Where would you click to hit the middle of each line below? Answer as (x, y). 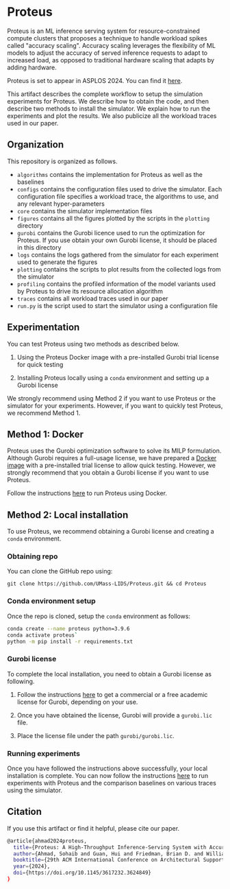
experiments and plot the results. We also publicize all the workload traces (112, 116)
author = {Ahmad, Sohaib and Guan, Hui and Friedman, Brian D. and (108, 854)
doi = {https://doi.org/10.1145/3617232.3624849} (82, 873)
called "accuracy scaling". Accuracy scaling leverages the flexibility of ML (111, 45)
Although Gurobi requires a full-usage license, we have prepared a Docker (112, 458)
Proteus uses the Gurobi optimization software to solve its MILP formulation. (114, 451)
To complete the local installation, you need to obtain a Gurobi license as (110, 674)
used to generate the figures (57, 262)
